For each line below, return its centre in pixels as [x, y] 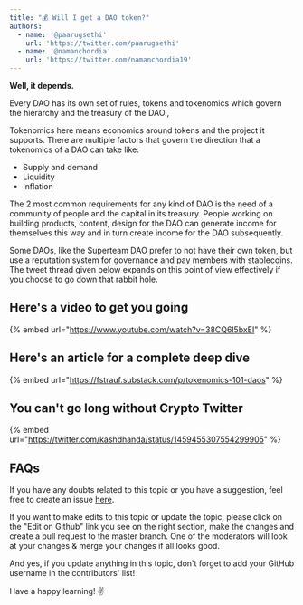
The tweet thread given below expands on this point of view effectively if [145, 269]
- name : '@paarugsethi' [62, 34]
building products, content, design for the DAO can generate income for [143, 223]
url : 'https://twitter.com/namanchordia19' [109, 60]
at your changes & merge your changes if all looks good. [114, 546]
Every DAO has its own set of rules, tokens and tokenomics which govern [146, 103]
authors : [26, 26]
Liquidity [39, 177]
